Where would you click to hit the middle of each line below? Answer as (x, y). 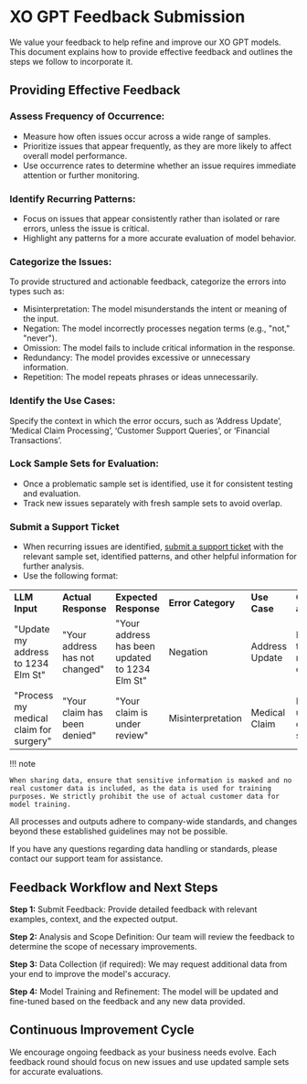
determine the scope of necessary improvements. (104, 946)
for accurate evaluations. (56, 1071)
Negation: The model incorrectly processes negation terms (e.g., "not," (156, 329)
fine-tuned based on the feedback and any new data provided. (127, 1001)
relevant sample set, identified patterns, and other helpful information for (159, 557)
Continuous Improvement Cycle (102, 1030)
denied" (79, 736)
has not (78, 658)
